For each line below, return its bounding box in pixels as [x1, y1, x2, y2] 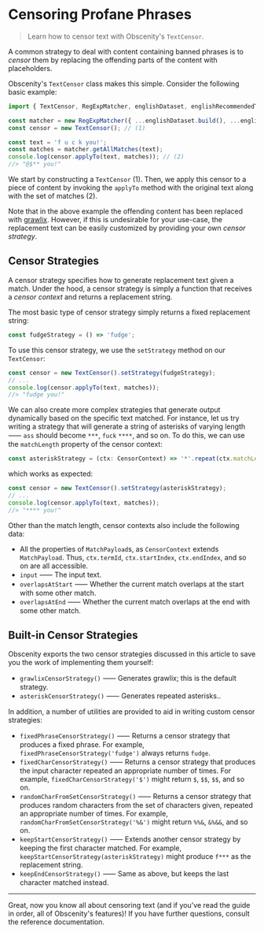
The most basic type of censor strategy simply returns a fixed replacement [8, 307, 251, 317]
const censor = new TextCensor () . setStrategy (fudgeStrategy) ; [8, 369, 216, 377]
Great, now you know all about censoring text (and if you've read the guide [8, 901, 251, 910]
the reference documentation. [8, 917, 104, 927]
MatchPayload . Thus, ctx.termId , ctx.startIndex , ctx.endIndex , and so [19, 552, 247, 562]
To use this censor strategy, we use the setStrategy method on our [8, 345, 226, 355]
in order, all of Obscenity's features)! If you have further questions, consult [8, 909, 250, 919]
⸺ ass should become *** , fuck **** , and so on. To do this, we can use [8, 431, 245, 440]
